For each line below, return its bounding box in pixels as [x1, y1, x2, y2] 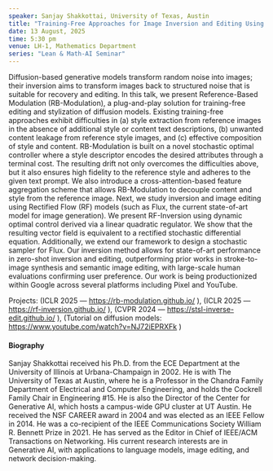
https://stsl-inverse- [166, 305, 235, 314]
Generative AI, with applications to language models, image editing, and [8, 445, 250, 455]
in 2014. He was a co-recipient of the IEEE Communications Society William [8, 419, 262, 429]
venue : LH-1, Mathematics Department [8, 42, 137, 51]
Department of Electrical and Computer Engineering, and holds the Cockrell [8, 385, 262, 394]
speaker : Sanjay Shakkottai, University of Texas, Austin [8, 11, 209, 20]
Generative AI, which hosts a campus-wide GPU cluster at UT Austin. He [8, 402, 253, 412]
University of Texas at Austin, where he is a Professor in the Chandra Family [8, 376, 263, 385]
